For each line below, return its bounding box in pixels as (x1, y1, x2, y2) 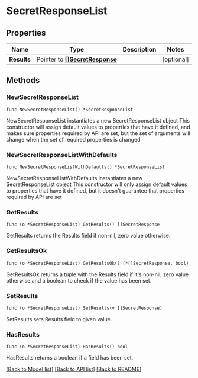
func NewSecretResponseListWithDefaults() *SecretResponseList (6, 164, 165, 170)
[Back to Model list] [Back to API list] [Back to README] (6, 366, 142, 373)
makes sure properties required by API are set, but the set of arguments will (6, 129, 190, 137)
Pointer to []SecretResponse (36, 55, 117, 63)
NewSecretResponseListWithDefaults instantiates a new (6, 174, 143, 181)
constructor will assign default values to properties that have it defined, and (6, 123, 190, 130)
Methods (6, 75, 40, 85)
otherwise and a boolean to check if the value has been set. (6, 277, 152, 284)
